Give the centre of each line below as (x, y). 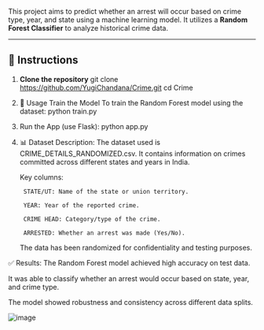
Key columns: (42, 177)
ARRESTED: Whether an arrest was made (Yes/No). (104, 233)
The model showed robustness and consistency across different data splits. (131, 302)
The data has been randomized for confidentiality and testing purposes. (136, 247)
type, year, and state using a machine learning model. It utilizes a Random (128, 20)
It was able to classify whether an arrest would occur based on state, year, (129, 278)
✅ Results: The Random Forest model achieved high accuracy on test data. (129, 262)
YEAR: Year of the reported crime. (81, 205)
